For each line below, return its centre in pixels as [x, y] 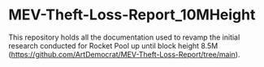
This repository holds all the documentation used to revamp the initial [124, 37]
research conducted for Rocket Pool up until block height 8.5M [113, 45]
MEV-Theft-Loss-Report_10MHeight [132, 15]
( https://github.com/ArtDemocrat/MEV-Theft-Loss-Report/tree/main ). [124, 54]
